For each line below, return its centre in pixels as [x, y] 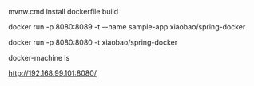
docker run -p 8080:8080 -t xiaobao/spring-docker [93, 42]
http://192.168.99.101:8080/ [53, 73]
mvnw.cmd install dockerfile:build [63, 12]
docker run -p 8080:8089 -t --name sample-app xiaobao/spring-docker [127, 27]
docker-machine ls [39, 58]
